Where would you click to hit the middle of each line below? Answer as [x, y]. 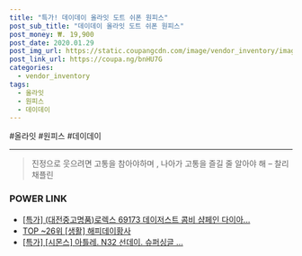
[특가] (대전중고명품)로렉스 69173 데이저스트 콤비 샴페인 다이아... [136, 219]
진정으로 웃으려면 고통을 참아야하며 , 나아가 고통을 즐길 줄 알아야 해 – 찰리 [160, 163]
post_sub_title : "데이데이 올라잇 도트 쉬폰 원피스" [97, 26]
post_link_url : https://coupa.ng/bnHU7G [86, 59]
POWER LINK [38, 199]
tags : [19, 84]
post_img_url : [36, 51]
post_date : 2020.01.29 [52, 43]
